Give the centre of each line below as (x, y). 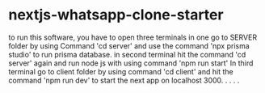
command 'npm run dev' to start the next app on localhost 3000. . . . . (124, 80)
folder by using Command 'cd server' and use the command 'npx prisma (129, 45)
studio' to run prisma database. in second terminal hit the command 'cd (127, 54)
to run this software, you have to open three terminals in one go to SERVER (132, 37)
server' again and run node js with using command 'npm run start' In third (131, 63)
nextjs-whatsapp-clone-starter (116, 15)
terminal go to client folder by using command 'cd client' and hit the (121, 71)
